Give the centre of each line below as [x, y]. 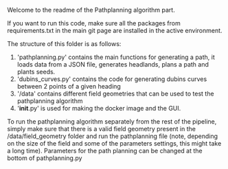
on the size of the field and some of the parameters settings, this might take [114, 143]
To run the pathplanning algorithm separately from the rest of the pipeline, [112, 122]
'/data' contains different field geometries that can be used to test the [115, 93]
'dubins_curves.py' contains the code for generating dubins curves [112, 79]
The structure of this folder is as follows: [64, 44]
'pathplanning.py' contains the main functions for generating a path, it [116, 57]
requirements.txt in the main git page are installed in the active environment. [115, 31]
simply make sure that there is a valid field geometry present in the [101, 129]
